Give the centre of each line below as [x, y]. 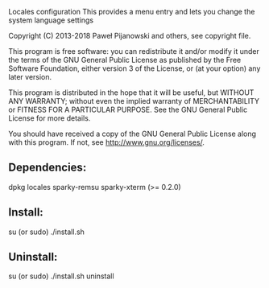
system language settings [51, 20]
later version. [30, 77]
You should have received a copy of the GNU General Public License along [132, 134]
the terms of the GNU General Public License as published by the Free [125, 60]
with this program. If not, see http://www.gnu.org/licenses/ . [107, 142]
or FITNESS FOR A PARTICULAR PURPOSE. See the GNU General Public [128, 109]
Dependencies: [48, 168]
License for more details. [50, 118]
